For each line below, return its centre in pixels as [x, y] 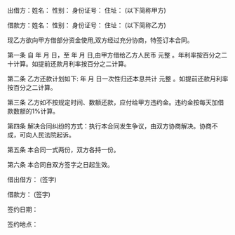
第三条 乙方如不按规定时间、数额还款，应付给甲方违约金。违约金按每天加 [113, 102]
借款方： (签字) [29, 194]
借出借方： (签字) [32, 180]
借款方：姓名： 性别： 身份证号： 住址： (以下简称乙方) [87, 25]
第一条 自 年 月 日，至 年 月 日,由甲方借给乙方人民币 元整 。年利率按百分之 [114, 55]
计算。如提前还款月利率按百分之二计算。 [72, 64]
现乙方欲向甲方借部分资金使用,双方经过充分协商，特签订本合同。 [101, 40]
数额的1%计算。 [36, 111]
